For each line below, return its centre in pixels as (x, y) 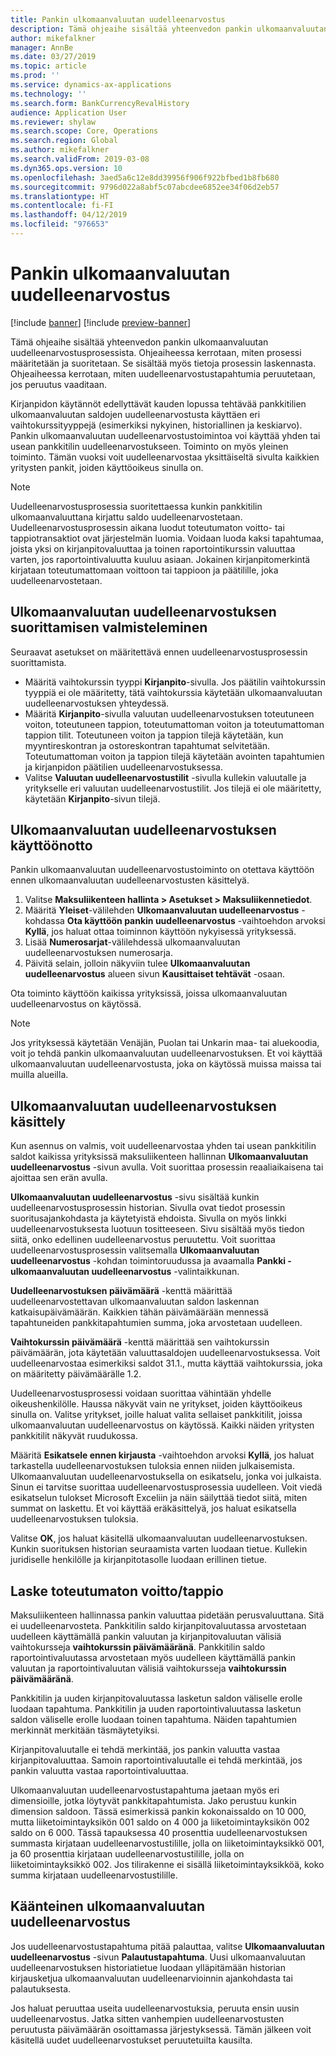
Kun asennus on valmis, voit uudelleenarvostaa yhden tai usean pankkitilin (163, 1146)
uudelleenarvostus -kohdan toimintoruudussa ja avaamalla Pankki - (151, 1261)
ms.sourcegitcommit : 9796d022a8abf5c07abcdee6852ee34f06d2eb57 (145, 187)
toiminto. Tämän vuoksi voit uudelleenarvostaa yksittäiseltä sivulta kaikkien (165, 457)
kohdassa (44, 921)
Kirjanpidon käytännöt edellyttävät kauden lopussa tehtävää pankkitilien (158, 403)
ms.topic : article (48, 66)
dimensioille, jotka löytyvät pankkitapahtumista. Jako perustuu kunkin (153, 1801)
